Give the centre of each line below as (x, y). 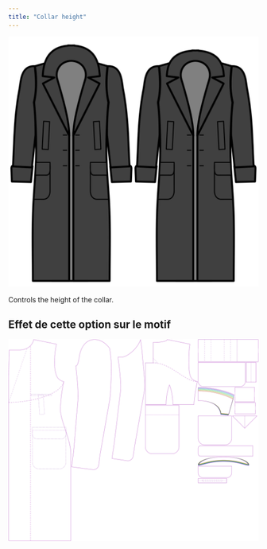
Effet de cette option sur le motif (90, 325)
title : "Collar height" (48, 17)
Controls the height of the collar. (61, 299)
